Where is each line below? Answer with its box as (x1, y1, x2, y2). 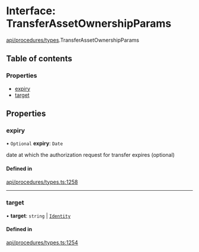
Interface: (6, 4, 56, 18)
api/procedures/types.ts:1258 (6, 178, 78, 185)
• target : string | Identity (6, 212, 71, 219)
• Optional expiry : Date (6, 140, 63, 147)
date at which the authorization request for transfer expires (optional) (6, 152, 175, 159)
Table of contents (6, 53, 72, 64)
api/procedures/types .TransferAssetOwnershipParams (6, 36, 139, 43)
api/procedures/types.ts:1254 (6, 239, 78, 246)
